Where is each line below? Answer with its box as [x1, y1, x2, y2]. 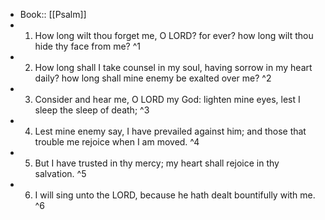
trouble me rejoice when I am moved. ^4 [34, 136, 200, 148]
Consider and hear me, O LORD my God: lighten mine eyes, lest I [34, 94, 301, 105]
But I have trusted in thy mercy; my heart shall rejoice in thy [34, 157, 280, 169]
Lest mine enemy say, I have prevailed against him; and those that [34, 125, 307, 137]
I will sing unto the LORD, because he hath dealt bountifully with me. [34, 189, 316, 201]
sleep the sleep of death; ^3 [34, 104, 150, 116]
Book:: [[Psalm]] [19, 9, 87, 20]
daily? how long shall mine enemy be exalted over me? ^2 [34, 72, 272, 84]
